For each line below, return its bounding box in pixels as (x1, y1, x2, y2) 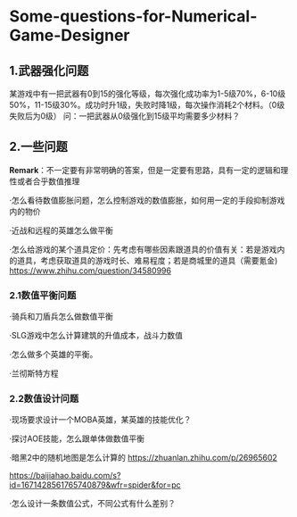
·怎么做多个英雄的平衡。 (9, 349, 98, 360)
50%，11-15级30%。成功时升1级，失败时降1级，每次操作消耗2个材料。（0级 (9, 100, 285, 110)
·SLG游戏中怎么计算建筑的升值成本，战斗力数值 (9, 330, 183, 341)
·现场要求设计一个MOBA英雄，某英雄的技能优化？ (9, 414, 192, 425)
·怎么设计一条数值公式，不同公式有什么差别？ (9, 498, 177, 509)
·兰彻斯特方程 (9, 368, 60, 379)
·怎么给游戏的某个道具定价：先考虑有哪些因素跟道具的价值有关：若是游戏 (9, 244, 278, 254)
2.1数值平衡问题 (9, 288, 77, 301)
